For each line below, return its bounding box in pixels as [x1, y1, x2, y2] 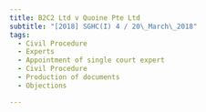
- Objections [17, 81, 67, 90]
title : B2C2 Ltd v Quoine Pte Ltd [9, 13, 141, 23]
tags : [9, 30, 30, 39]
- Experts [17, 47, 55, 56]
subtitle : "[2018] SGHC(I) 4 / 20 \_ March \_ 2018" [9, 22, 198, 31]
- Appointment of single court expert [17, 56, 166, 65]
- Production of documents [17, 73, 120, 82]
